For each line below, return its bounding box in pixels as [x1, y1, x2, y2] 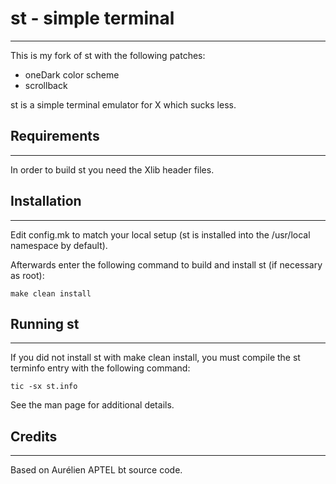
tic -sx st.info [10, 382, 78, 392]
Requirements [10, 128, 100, 145]
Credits [10, 428, 58, 445]
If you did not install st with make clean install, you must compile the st [10, 352, 301, 364]
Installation [10, 193, 82, 210]
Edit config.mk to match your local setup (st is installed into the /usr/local [10, 228, 311, 241]
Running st [10, 315, 80, 332]
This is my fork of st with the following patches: [10, 49, 206, 61]
